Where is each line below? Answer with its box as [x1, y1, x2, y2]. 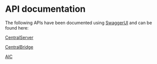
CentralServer [5, 34, 33, 40]
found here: [5, 25, 29, 31]
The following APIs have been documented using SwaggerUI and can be [5, 20, 153, 26]
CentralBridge [5, 44, 33, 50]
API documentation [5, 3, 86, 15]
